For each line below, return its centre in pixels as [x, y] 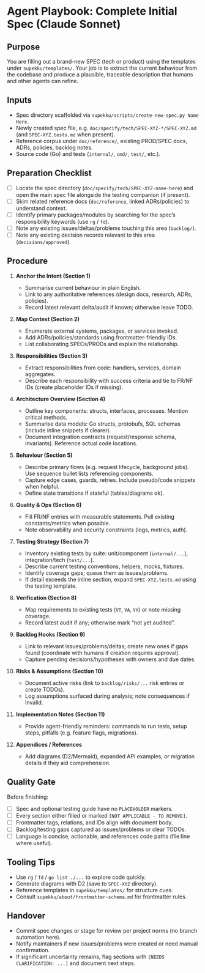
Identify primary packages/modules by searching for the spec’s [96, 215]
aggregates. [40, 374]
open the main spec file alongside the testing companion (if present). [103, 194]
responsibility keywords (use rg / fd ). [62, 221]
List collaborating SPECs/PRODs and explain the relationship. [102, 344]
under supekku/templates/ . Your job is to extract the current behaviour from [102, 68]
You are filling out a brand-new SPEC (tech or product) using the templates [102, 61]
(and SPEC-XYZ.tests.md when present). [65, 134]
